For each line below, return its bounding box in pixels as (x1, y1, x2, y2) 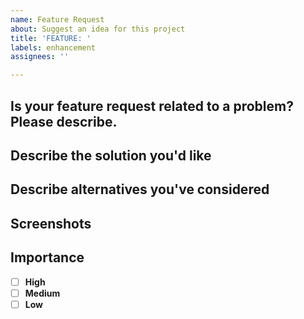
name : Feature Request (10, 14, 105, 25)
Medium (24, 287, 61, 299)
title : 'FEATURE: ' (10, 33, 92, 43)
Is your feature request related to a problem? (10, 97, 294, 115)
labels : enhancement (10, 42, 97, 53)
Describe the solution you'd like (10, 147, 212, 164)
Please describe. (10, 113, 118, 130)
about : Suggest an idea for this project (10, 24, 186, 34)
